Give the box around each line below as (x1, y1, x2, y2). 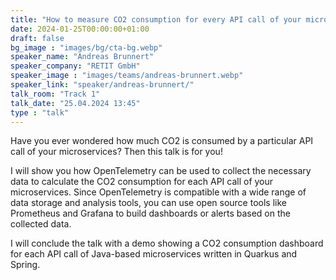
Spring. (10, 259, 41, 271)
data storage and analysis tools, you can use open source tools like (10, 197, 287, 209)
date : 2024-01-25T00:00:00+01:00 (10, 24, 150, 34)
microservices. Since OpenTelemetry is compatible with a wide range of (10, 186, 307, 198)
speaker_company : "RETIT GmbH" (10, 61, 141, 71)
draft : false (10, 33, 65, 43)
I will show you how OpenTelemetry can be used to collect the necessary (10, 165, 312, 177)
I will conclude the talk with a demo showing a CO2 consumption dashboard (10, 237, 324, 250)
